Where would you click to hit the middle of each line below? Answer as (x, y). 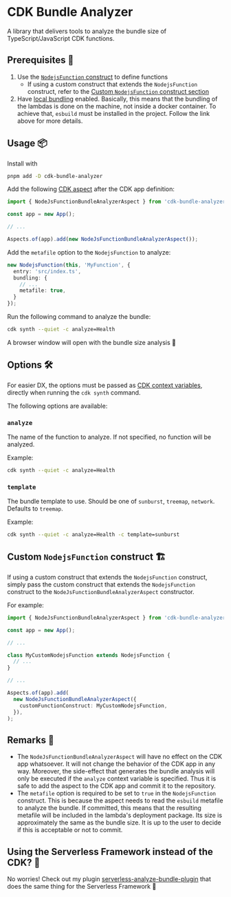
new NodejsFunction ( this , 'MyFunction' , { (69, 265)
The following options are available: (57, 406)
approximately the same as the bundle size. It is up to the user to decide (119, 822)
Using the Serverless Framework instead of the (110, 852)
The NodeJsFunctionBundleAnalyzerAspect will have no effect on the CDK (119, 757)
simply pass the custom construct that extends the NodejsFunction (101, 584)
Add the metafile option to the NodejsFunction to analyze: (89, 252)
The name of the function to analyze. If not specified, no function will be (109, 437)
